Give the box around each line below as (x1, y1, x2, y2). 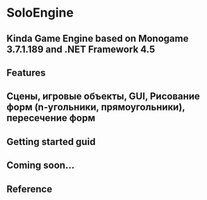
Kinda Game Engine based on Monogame (6, 33, 189, 44)
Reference (6, 183, 53, 195)
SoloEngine (6, 5, 74, 21)
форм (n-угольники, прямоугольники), (6, 101, 185, 113)
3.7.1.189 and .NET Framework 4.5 (6, 43, 156, 55)
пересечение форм (6, 112, 95, 124)
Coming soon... (6, 160, 75, 172)
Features (6, 67, 46, 78)
